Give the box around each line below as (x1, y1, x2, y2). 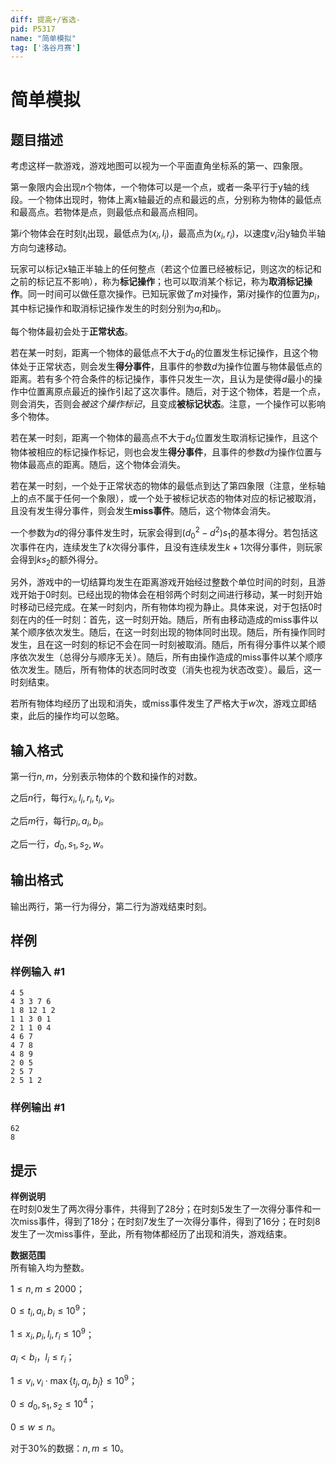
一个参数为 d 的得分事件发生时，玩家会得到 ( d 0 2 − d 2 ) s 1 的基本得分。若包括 (10, 525, 310, 541)
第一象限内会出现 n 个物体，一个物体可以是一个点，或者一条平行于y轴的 (10, 181, 302, 193)
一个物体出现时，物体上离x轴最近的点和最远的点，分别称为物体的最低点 (27, 194, 322, 206)
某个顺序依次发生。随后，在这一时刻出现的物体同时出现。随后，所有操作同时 (10, 626, 326, 638)
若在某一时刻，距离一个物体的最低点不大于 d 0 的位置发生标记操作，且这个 (10, 346, 310, 361)
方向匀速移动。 (10, 242, 72, 254)
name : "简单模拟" (10, 33, 77, 43)
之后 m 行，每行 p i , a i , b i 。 (10, 815, 110, 829)
